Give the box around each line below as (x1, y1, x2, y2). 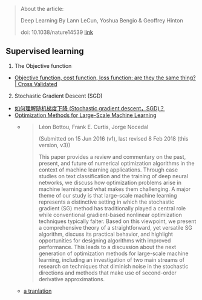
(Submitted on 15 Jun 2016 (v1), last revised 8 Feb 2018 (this (38, 135, 189, 142)
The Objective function (14, 62, 72, 69)
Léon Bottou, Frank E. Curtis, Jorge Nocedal (38, 123, 149, 130)
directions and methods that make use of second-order (38, 269, 177, 276)
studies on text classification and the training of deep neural (38, 172, 189, 179)
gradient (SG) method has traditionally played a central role (38, 204, 186, 212)
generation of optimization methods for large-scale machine (38, 250, 189, 257)
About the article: (20, 5, 64, 12)
